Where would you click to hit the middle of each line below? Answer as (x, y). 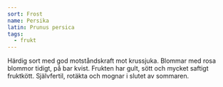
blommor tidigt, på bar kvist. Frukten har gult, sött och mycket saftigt (108, 68)
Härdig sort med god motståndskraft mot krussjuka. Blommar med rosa (111, 61)
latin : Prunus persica (41, 27)
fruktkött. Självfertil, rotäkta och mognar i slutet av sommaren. (98, 76)
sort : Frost (25, 14)
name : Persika (28, 21)
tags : (15, 34)
